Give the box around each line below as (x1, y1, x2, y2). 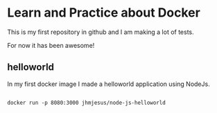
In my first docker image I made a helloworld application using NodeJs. (7, 80, 210, 88)
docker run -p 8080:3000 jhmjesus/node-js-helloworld (7, 99, 166, 106)
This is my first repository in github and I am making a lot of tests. (7, 28, 194, 36)
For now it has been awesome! (7, 41, 95, 49)
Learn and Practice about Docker (7, 5, 201, 21)
